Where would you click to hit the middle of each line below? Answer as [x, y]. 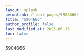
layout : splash [22, 10]
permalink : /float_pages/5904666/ [42, 15]
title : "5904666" [24, 19]
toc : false [17, 34]
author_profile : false [29, 24]
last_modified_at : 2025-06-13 [38, 29]
